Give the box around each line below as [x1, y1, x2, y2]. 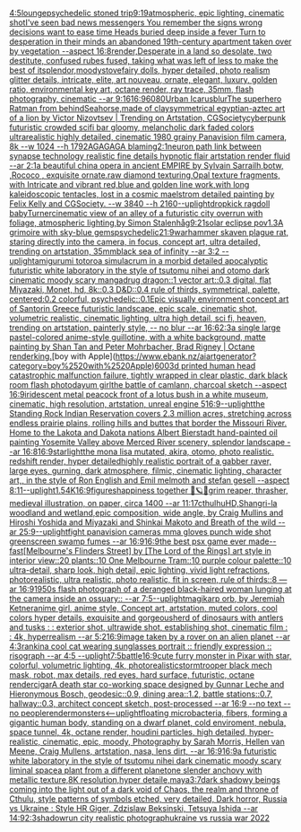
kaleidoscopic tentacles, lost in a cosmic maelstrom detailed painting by [9, 188, 275, 199]
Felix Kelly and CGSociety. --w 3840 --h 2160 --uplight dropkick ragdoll [9, 198, 271, 209]
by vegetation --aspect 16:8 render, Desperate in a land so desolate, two [9, 46, 272, 57]
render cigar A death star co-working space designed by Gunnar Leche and [9, 679, 285, 689]
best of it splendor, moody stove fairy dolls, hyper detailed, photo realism [9, 65, 271, 75]
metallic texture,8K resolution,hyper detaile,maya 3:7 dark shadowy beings [9, 775, 280, 784]
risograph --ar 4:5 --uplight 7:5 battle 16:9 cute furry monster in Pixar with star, [9, 651, 292, 661]
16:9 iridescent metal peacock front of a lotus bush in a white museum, [9, 390, 269, 399]
